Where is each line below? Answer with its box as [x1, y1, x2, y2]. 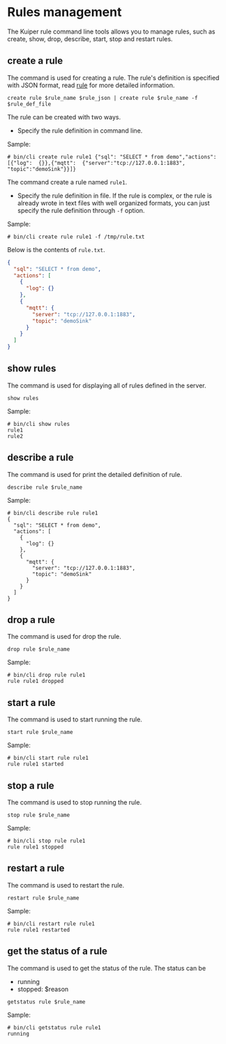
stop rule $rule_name [7, 811, 70, 819]
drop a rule [7, 614, 56, 626]
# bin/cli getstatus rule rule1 [7, 1024, 101, 1031]
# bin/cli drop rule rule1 [7, 672, 86, 679]
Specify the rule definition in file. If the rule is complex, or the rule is [17, 191, 213, 200]
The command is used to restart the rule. [7, 881, 125, 889]
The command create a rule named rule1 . [7, 177, 128, 186]
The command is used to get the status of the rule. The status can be [7, 964, 206, 972]
